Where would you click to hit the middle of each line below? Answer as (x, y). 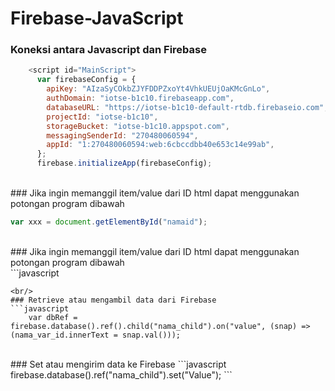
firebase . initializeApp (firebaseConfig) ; (124, 163)
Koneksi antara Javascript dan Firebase (108, 50)
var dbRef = (53, 317)
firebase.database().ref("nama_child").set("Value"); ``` (121, 374)
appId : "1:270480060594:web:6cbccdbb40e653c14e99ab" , (160, 145)
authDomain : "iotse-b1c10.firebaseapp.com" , (140, 98)
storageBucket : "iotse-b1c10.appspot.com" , (138, 126)
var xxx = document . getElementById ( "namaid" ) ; (109, 222)
